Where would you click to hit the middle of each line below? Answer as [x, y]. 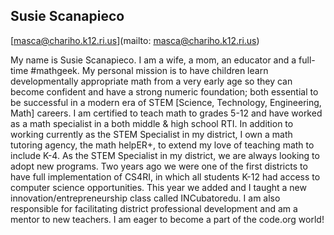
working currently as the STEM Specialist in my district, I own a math [151, 134]
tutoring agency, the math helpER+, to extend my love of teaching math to [162, 145]
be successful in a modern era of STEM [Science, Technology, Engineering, [166, 102]
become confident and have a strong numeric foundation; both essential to [164, 91]
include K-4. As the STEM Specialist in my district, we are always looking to [165, 155]
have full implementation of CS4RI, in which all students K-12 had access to [165, 176]
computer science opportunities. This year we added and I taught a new [158, 187]
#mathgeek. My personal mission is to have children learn [149, 70]
